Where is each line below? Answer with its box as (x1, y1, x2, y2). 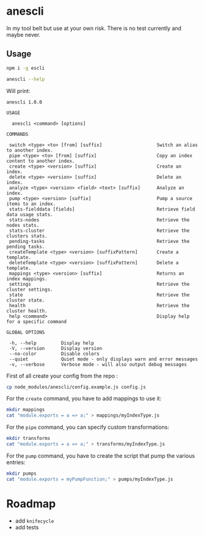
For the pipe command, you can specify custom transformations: (6, 423, 170, 431)
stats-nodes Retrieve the (9, 217, 190, 223)
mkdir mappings (6, 407, 45, 413)
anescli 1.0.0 (6, 99, 43, 105)
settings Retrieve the (9, 281, 190, 287)
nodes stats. (6, 222, 40, 228)
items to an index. (6, 201, 56, 207)
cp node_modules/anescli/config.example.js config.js (6, 384, 147, 390)
